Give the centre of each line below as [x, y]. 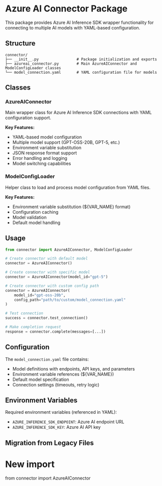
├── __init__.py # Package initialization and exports [81, 59]
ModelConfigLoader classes [33, 68]
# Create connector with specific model [48, 272]
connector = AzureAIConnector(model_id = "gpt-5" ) [57, 277]
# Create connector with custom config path [52, 286]
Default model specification [41, 379]
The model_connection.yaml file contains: [47, 359]
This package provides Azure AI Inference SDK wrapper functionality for [80, 22]
